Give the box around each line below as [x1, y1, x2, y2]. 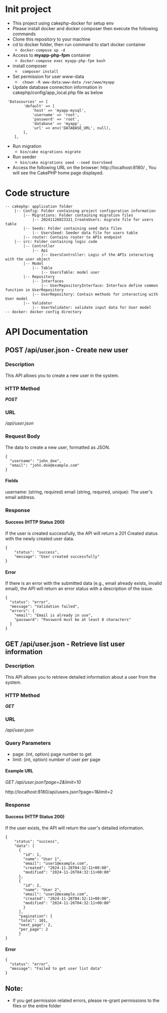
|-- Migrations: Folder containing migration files [23, 212, 134, 218]
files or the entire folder [12, 1003, 61, 1009]
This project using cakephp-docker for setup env [12, 20, 114, 26]
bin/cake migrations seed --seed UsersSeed [20, 160, 113, 165]
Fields [5, 478, 19, 484]
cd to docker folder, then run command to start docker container [12, 41, 146, 47]
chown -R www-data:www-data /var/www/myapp [22, 79, 115, 85]
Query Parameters [5, 739, 51, 746]
